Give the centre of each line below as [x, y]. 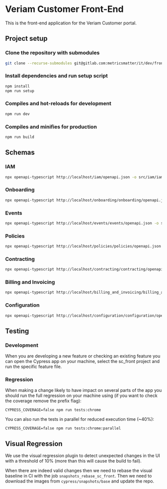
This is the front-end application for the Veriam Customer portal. [71, 23]
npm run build [20, 137]
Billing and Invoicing [30, 282]
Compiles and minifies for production [51, 126]
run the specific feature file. [34, 367]
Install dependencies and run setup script [56, 76]
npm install [17, 86]
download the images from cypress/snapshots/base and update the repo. [80, 481]
